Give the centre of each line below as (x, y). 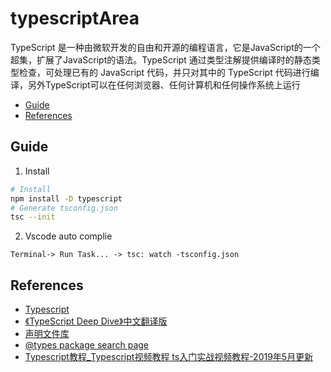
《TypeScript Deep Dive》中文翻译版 (96, 321)
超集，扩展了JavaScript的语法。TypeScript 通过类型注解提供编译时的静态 (161, 59)
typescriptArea (75, 18)
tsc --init (33, 217)
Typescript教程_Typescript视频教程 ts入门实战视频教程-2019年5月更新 (169, 357)
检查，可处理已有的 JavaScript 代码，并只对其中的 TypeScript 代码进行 (164, 72)
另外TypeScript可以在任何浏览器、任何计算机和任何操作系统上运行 (164, 84)
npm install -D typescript (66, 198)
